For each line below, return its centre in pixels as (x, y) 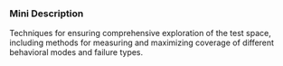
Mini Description (47, 14)
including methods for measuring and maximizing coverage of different (141, 42)
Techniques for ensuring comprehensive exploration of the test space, (140, 33)
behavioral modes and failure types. (76, 52)
